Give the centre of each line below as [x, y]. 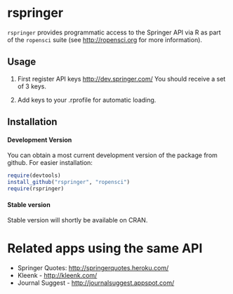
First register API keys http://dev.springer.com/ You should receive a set [121, 79]
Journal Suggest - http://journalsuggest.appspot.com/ [96, 283]
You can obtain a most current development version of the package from [112, 155]
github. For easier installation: [50, 163]
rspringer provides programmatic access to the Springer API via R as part [114, 32]
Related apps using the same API [105, 249]
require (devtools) [34, 176]
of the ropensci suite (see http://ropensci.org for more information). [105, 39]
